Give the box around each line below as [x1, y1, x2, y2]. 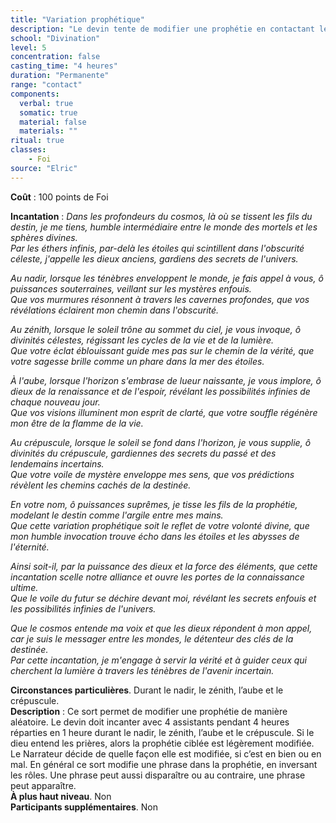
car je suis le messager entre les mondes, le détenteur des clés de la [10, 632, 294, 645]
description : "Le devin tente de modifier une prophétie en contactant [10, 24, 315, 34]
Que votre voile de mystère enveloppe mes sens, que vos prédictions [10, 468, 295, 480]
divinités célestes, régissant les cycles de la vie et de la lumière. [10, 334, 275, 346]
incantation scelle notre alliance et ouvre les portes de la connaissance [10, 571, 305, 583]
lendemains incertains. [10, 457, 105, 470]
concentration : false [10, 52, 101, 62]
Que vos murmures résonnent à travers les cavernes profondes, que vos [10, 293, 310, 305]
